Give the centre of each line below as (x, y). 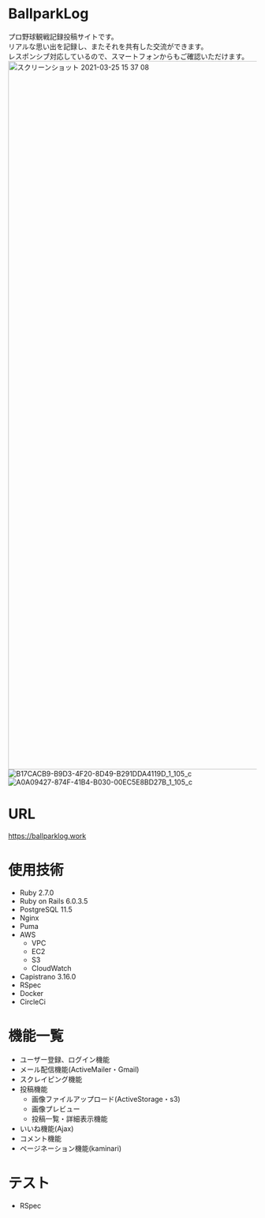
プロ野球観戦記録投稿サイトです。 (63, 36)
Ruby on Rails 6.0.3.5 (54, 900)
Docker (32, 993)
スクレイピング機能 (51, 1079)
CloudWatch (52, 968)
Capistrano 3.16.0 (48, 976)
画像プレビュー (56, 1109)
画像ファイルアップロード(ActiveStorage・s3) (106, 1099)
